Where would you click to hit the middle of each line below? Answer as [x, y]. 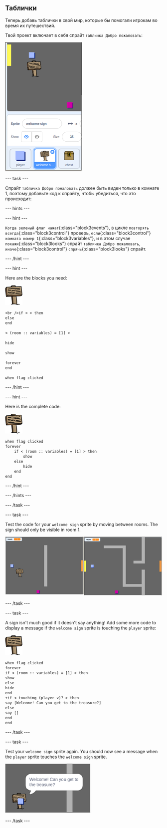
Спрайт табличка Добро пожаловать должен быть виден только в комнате [82, 188]
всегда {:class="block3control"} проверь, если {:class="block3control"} [78, 233]
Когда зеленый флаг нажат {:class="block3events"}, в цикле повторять [77, 228]
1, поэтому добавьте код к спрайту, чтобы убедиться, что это [71, 193]
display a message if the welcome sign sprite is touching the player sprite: [81, 628]
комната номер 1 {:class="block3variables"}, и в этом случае [68, 238]
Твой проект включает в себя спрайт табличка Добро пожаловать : [74, 35]
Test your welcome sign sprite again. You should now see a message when [82, 752]
